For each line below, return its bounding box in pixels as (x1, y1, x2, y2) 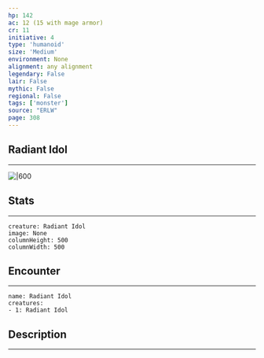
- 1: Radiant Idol (8, 306, 68, 315)
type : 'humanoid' (8, 41, 65, 49)
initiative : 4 (8, 33, 55, 42)
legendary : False (8, 70, 65, 78)
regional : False (8, 92, 61, 100)
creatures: (8, 300, 44, 308)
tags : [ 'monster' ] (8, 99, 68, 107)
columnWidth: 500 (8, 243, 65, 251)
